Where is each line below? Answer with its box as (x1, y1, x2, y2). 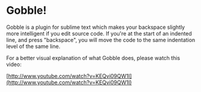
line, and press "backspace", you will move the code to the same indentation (6, 36, 196, 43)
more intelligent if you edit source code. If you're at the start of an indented (6, 29, 192, 37)
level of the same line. (6, 43, 61, 50)
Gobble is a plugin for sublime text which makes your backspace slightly (6, 23, 185, 31)
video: (6, 61, 22, 68)
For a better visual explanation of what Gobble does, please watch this (6, 54, 181, 61)
